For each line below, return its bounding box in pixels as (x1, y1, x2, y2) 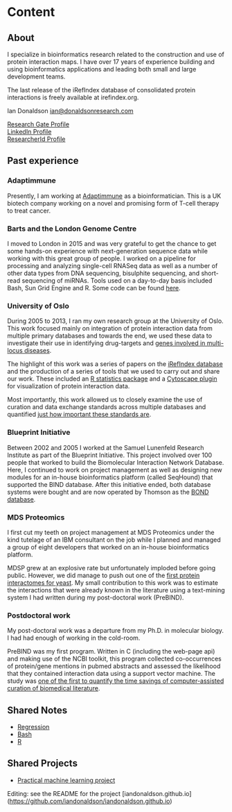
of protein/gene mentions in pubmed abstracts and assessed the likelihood (7, 662, 221, 670)
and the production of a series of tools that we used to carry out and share (7, 367, 220, 376)
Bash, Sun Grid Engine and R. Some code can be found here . (7, 283, 181, 292)
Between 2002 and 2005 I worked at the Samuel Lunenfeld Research (7, 443, 204, 451)
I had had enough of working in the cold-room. (7, 633, 141, 643)
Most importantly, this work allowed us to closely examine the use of (7, 395, 203, 404)
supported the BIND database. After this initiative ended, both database (7, 480, 211, 488)
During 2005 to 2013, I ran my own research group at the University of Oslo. (7, 317, 224, 325)
